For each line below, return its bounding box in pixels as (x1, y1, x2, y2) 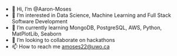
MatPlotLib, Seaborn (11, 30, 62, 37)
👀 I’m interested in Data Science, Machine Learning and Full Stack (11, 12, 172, 19)
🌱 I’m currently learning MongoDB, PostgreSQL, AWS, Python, (11, 24, 162, 31)
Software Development (11, 18, 68, 24)
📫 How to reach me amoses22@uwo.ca (11, 43, 110, 50)
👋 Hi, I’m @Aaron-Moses (11, 6, 72, 12)
